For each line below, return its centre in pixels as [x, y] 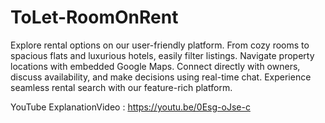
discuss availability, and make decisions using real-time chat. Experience [161, 77]
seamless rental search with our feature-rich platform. [121, 87]
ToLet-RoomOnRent [94, 17]
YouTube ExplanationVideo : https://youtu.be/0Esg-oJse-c [130, 107]
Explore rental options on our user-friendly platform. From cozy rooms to [160, 45]
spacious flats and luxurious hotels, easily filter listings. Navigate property [162, 55]
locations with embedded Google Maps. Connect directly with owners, [155, 66]
